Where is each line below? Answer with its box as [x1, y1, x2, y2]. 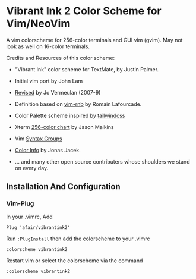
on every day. [14, 164, 49, 171]
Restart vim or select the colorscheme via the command [6, 257, 143, 264]
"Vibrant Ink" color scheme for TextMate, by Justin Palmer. [14, 65, 159, 73]
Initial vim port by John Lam [14, 77, 83, 84]
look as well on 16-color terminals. [6, 43, 90, 50]
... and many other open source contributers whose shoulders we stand [14, 158, 190, 165]
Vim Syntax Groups [14, 135, 62, 142]
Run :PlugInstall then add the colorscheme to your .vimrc [6, 235, 150, 242]
